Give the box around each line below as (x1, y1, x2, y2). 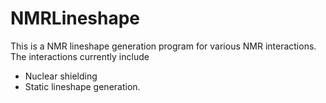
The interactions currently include (10, 50, 150, 62)
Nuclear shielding (24, 70, 98, 82)
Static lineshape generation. (24, 80, 141, 92)
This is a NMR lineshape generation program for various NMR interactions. (10, 40, 317, 52)
